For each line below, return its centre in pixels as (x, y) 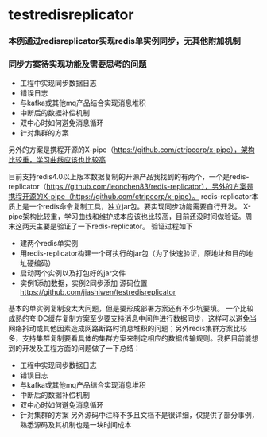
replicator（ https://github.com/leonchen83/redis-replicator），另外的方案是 (131, 187)
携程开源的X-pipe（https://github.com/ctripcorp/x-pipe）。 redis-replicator (130, 197)
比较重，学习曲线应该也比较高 (57, 160)
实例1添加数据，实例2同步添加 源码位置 (83, 283)
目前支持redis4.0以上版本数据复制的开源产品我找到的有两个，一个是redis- (129, 177)
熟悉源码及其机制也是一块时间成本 (75, 425)
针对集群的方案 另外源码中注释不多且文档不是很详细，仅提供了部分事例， (139, 415)
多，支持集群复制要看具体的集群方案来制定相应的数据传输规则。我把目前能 (130, 338)
